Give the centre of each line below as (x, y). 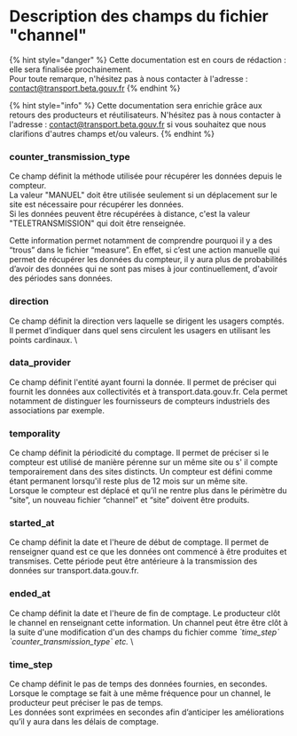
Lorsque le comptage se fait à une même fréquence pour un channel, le (140, 693)
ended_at (30, 594)
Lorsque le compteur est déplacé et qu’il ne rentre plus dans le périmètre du (148, 491)
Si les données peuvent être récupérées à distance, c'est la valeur (130, 214)
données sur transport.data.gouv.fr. (74, 571)
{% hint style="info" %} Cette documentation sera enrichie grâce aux (136, 105)
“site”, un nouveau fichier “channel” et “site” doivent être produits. (129, 500)
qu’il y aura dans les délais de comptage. (84, 722)
